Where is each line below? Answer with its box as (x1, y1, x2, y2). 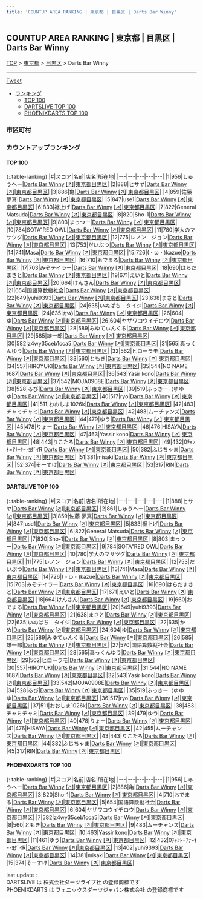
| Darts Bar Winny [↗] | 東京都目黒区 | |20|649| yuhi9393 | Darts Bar (22, 603, 181, 610)
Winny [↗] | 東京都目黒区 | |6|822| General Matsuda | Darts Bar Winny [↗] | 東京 (6, 527, 193, 535)
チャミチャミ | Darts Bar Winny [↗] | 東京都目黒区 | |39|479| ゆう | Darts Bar (6, 709, 184, 717)
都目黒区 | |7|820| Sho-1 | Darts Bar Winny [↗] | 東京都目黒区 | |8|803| (6, 535, 170, 543)
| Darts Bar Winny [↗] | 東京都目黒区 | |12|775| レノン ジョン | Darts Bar (22, 234, 193, 241)
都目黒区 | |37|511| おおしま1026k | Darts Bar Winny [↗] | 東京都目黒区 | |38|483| (6, 701, 196, 709)
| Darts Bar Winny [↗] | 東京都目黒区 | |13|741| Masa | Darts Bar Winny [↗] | (22, 565, 196, 573)
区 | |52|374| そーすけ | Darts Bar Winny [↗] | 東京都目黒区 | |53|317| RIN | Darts (6, 461, 190, 469)
